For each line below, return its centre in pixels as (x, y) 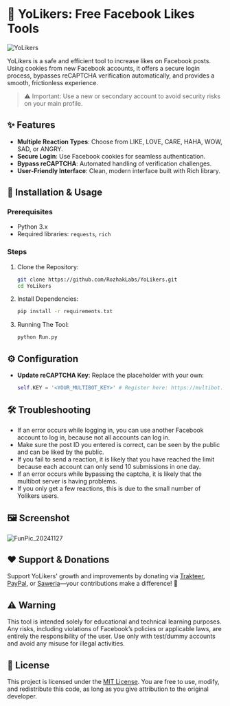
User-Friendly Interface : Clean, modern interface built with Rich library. (119, 170)
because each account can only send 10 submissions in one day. (109, 466)
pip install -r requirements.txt (65, 312)
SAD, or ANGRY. (40, 149)
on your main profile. (53, 103)
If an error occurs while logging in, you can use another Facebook (110, 430)
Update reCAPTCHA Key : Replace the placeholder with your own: (111, 375)
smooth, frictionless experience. (53, 82)
